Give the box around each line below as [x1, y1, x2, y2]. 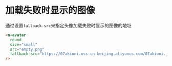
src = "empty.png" [10, 47, 45, 52]
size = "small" [10, 42, 38, 47]
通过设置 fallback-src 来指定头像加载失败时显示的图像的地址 [5, 22, 132, 28]
